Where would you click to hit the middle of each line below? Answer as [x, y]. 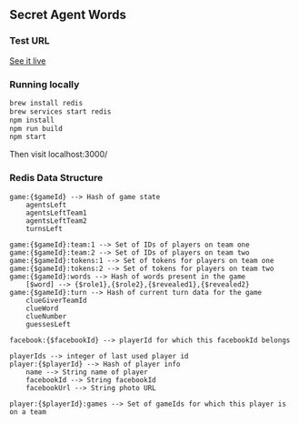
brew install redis [46, 103]
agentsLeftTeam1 [57, 213]
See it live [28, 61]
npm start [28, 137]
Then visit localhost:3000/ [59, 155]
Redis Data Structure [56, 178]
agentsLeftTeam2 [57, 221]
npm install [32, 120]
